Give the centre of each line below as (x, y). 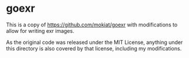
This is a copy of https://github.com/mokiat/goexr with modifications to (92, 25)
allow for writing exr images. (40, 30)
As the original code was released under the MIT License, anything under (94, 42)
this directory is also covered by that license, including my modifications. (94, 48)
